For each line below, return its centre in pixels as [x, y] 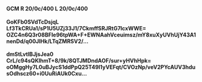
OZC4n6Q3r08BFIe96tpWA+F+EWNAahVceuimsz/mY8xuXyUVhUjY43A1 [101, 35]
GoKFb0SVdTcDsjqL [33, 22]
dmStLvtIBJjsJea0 [30, 54]
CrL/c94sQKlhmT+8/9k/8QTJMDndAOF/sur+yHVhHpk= [79, 61]
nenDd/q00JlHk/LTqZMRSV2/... [48, 41]
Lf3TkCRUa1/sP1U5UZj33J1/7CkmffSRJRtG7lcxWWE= [76, 29]
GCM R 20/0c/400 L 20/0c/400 [47, 9]
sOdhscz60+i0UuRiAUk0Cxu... [47, 73]
